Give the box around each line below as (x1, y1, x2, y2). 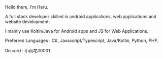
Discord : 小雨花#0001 (5, 48, 50, 53)
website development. (5, 19, 50, 24)
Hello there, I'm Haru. (5, 4, 48, 10)
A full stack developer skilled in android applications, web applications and (5, 14, 157, 19)
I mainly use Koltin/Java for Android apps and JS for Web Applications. (5, 28, 149, 34)
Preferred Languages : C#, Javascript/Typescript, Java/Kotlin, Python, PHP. (5, 38, 159, 43)
